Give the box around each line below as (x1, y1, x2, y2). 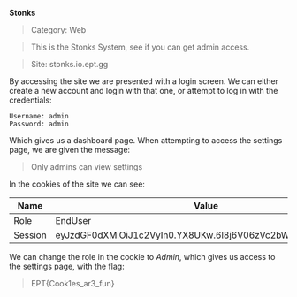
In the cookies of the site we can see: (9, 179, 146, 189)
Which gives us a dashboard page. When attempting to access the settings (9, 135, 283, 145)
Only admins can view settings (30, 162, 143, 171)
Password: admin (9, 119, 69, 128)
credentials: (9, 95, 52, 105)
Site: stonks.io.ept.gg (30, 59, 109, 69)
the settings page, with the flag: (9, 261, 126, 271)
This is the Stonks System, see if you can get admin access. (30, 42, 250, 52)
